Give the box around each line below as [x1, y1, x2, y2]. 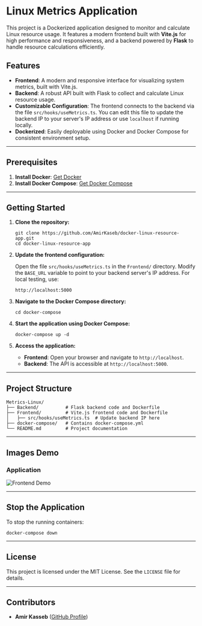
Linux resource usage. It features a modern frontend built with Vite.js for [6, 30, 186, 37]
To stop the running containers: [6, 518, 84, 526]
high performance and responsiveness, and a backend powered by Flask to [6, 37, 194, 44]
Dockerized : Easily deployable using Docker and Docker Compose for [14, 127, 189, 135]
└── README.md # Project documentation [6, 426, 128, 432]
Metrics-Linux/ [6, 399, 44, 405]
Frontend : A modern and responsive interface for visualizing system [14, 76, 185, 84]
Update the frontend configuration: [14, 251, 105, 259]
